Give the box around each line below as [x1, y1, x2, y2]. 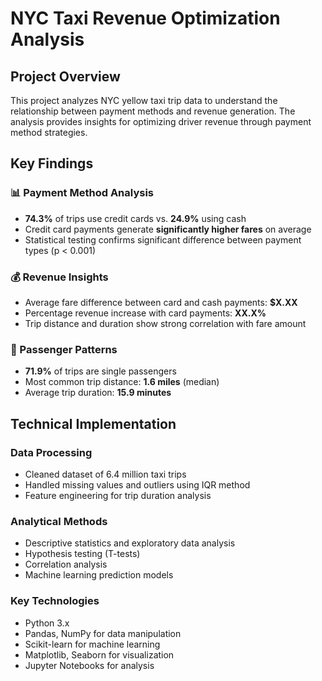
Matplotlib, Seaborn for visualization [24, 648, 175, 661]
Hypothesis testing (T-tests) [24, 548, 141, 560]
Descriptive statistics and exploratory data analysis [24, 537, 236, 549]
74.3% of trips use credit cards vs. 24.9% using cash [24, 212, 247, 224]
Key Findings [10, 155, 94, 172]
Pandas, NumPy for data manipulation [24, 627, 182, 639]
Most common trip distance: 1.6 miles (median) [24, 376, 220, 388]
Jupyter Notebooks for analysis [24, 659, 155, 671]
